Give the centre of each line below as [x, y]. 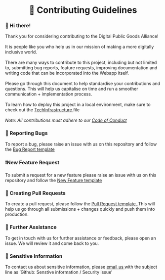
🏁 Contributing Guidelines [83, 10]
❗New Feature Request [32, 162]
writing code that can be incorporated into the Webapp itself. [67, 73]
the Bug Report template [30, 149]
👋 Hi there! [18, 26]
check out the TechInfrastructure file [42, 110]
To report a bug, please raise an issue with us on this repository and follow [81, 144]
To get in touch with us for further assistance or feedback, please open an [81, 238]
